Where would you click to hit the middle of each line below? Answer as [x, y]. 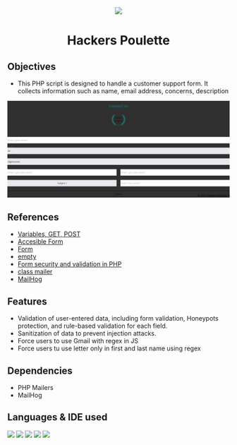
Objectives [32, 66]
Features [27, 301]
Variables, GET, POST [49, 234]
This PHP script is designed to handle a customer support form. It [113, 83]
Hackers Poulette [119, 41]
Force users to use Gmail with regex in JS [78, 341]
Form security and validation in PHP [69, 264]
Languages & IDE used [57, 417]
